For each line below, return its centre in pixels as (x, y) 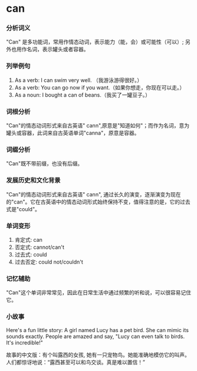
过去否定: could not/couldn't (49, 262)
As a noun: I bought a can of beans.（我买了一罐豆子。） (83, 95)
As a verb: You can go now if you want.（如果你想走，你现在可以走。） (100, 87)
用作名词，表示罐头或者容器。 (52, 50)
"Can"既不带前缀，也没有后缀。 (45, 163)
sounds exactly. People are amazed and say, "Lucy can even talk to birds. (96, 336)
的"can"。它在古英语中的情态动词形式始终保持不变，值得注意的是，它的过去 (98, 202)
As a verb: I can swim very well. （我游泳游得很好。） (78, 80)
